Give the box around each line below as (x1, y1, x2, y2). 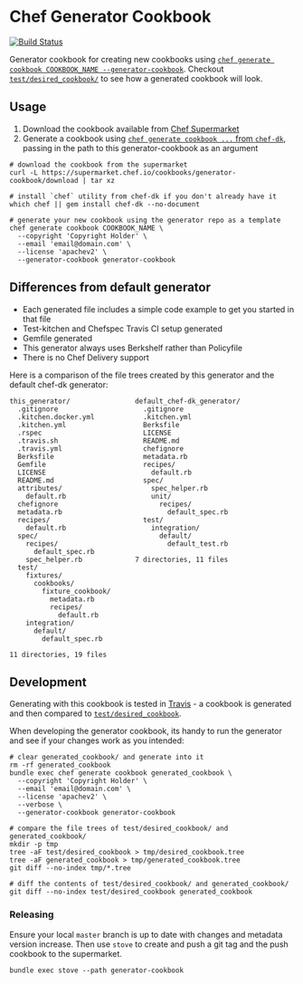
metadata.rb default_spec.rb (17, 507, 229, 517)
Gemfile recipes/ (17, 460, 176, 469)
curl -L (9, 167, 39, 177)
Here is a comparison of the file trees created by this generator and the (9, 369, 275, 380)
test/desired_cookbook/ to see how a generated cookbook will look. (9, 72, 263, 83)
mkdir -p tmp (9, 840, 59, 849)
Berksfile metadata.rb (17, 452, 188, 461)
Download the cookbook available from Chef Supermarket (22, 123, 240, 134)
